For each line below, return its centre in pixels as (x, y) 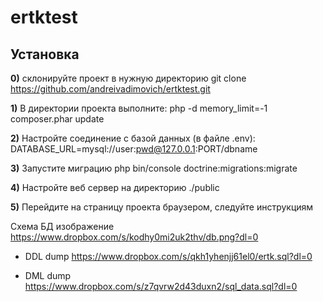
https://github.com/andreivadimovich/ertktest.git (110, 89)
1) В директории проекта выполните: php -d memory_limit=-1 (139, 108)
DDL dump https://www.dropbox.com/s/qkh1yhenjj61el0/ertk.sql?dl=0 (168, 256)
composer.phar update (57, 119)
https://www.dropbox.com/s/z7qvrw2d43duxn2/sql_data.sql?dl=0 (161, 286)
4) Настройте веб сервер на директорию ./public (115, 187)
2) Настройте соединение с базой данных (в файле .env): (133, 138)
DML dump (48, 275)
